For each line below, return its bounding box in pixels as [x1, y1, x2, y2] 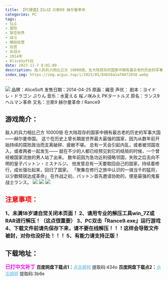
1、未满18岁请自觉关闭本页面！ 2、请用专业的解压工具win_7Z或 [5, 210, 155, 217]
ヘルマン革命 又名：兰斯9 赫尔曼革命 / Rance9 [5, 99, 100, 105]
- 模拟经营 [5, 40, 25, 45]
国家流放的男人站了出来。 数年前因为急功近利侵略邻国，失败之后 [13, 154, 146, 160]
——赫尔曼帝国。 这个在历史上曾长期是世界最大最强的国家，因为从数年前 [5, 135, 155, 141]
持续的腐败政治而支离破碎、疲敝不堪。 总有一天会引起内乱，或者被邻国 [9, 142, 155, 148]
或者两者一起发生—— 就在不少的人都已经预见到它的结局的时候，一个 [13, 148, 155, 154]
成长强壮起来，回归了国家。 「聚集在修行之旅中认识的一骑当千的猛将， [13, 167, 160, 173]
